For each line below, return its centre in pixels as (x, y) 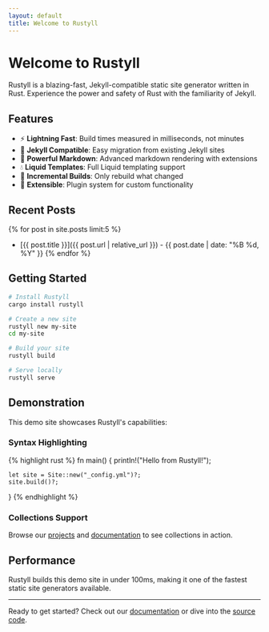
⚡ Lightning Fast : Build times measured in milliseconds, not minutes (132, 139)
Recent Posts (42, 210)
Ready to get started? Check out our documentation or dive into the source (132, 611)
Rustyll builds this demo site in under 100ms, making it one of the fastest (128, 579)
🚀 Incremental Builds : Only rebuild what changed (102, 176)
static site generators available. (60, 588)
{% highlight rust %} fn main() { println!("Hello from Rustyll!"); (110, 460)
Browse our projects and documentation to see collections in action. (121, 535)
